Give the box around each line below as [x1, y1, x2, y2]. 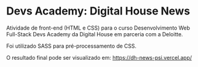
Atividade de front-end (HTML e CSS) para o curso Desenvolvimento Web [6, 24, 190, 31]
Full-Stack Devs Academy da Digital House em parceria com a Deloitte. [6, 30, 183, 37]
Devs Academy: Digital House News [6, 4, 190, 18]
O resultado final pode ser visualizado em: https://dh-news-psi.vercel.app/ [6, 54, 192, 61]
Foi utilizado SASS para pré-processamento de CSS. [6, 42, 137, 49]
